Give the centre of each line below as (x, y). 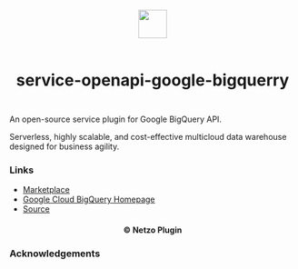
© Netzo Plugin (153, 230)
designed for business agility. (65, 146)
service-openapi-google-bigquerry (153, 80)
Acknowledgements (55, 254)
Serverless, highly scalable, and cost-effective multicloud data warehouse (148, 136)
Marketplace (46, 190)
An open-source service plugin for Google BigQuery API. (116, 119)
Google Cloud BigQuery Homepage (89, 199)
